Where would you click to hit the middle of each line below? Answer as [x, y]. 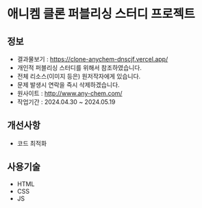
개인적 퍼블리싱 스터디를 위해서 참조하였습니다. [79, 68]
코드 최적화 [32, 143]
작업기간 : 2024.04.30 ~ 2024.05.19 [66, 102]
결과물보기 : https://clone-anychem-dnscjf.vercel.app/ [92, 59]
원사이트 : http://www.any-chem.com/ [70, 93]
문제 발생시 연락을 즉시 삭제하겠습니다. [68, 85]
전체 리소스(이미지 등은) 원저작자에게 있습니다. [79, 76]
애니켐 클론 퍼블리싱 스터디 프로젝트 [101, 14]
